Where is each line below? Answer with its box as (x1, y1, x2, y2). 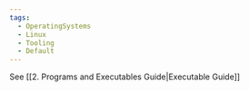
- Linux (17, 30, 47, 39)
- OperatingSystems (17, 22, 92, 31)
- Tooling (17, 38, 55, 48)
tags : (9, 13, 30, 23)
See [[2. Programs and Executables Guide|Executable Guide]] (9, 71, 241, 82)
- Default (17, 47, 55, 56)
